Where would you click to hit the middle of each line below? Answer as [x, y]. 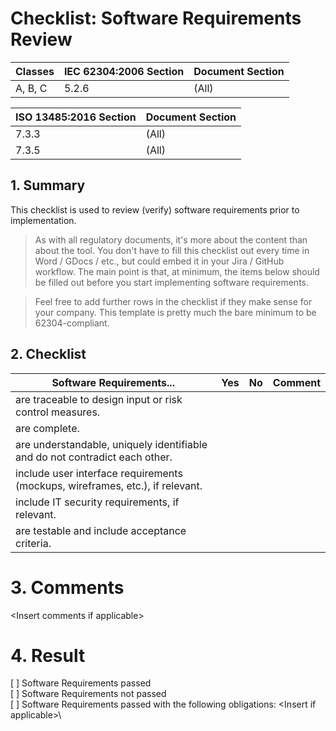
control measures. [58, 412]
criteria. [33, 543]
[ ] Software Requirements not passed [88, 694]
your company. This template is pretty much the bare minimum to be [175, 312]
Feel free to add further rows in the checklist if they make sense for [173, 301]
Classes [35, 71]
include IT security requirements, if [97, 502]
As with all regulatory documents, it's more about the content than [171, 239]
